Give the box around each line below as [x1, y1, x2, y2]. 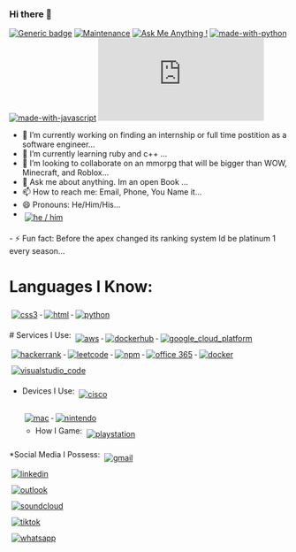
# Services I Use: [9, 330, 72, 341]
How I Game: [34, 425, 82, 436]
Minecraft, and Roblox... [21, 167, 110, 178]
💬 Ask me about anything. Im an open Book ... [21, 177, 188, 188]
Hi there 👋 [9, 8, 53, 20]
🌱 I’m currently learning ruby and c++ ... [21, 149, 168, 159]
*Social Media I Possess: [9, 449, 101, 460]
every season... [9, 246, 65, 257]
